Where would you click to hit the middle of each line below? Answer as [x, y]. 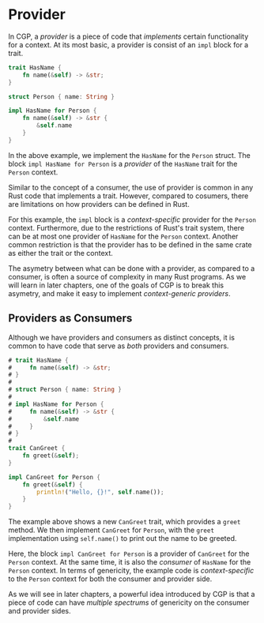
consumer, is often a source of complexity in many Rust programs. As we [127, 276]
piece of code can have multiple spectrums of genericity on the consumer [129, 602]
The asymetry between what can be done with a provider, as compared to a [132, 268]
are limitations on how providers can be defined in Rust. [99, 204]
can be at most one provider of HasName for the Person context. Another [123, 236]
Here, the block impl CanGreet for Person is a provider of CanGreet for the [129, 554]
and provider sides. [40, 611]
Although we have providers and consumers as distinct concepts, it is [122, 337]
